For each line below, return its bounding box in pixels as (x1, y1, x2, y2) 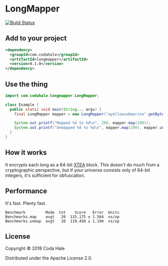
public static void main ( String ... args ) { (9, 107, 101, 112)
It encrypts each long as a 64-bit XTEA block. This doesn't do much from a (5, 161, 160, 168)
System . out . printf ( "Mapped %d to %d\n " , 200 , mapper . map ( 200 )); (14, 121, 151, 126)
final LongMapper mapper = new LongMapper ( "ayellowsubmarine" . (14, 111, 149, 117)
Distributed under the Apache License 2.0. (5, 255, 92, 261)
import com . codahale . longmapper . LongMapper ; (5, 93, 99, 98)
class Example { (5, 102, 39, 107)
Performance (5, 187, 47, 195)
